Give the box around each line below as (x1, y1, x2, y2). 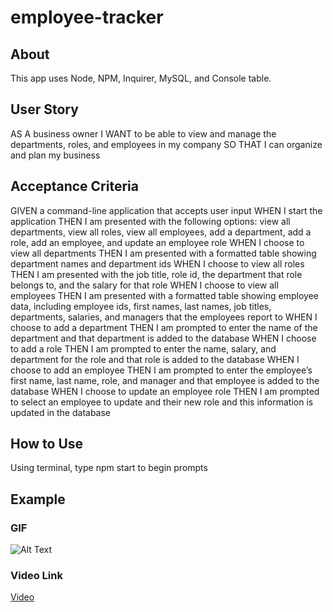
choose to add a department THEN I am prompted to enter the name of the (10, 321, 318, 333)
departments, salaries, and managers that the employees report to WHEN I (10, 311, 318, 323)
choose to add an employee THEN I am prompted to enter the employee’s (10, 364, 313, 376)
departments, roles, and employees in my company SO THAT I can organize (10, 138, 323, 150)
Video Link (10, 569, 63, 583)
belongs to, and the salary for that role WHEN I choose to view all (10, 279, 279, 291)
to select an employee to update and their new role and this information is (10, 396, 314, 408)
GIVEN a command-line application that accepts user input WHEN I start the (10, 204, 323, 216)
